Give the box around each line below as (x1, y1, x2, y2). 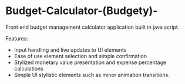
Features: (5, 35, 29, 42)
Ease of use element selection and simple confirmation (14, 52, 147, 59)
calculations (14, 65, 43, 72)
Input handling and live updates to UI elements (14, 46, 127, 53)
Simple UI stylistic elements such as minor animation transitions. (14, 71, 170, 78)
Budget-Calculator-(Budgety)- (5, 4, 158, 18)
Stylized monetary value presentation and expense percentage (14, 59, 167, 66)
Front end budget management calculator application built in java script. (5, 23, 180, 31)
